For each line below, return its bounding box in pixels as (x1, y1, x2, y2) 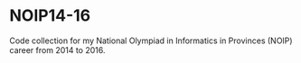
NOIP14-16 (9, 5, 91, 26)
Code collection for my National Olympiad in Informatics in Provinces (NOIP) (9, 35, 293, 46)
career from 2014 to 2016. (9, 44, 106, 55)
